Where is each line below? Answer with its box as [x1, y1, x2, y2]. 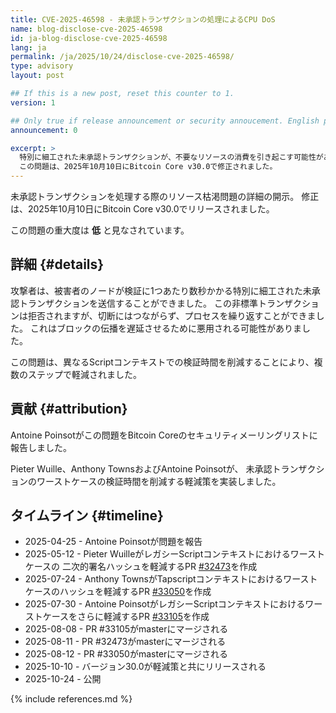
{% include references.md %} [10, 693, 133, 705]
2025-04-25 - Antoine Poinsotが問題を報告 [24, 536, 203, 548]
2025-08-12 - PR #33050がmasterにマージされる [24, 648, 229, 660]
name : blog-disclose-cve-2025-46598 [10, 24, 163, 34]
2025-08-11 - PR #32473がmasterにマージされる [24, 636, 227, 648]
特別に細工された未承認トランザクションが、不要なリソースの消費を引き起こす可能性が [19, 152, 324, 163]
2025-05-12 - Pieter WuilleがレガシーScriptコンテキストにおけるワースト [24, 548, 326, 560]
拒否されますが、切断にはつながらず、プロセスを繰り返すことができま [27, 309, 317, 321]
